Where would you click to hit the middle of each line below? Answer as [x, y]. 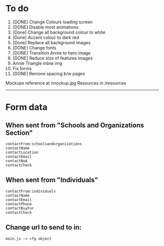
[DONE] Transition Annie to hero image [52, 53]
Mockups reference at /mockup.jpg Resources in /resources [66, 83]
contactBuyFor [20, 208]
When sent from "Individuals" [52, 180]
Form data [27, 107]
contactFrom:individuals [31, 191]
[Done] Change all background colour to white [59, 32]
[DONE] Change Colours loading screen [53, 22]
